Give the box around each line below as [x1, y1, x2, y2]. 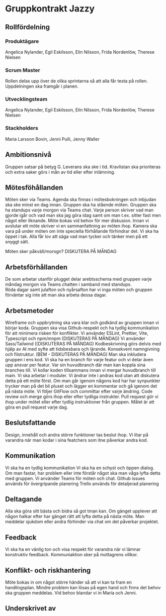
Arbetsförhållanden [5, 263, 68, 271]
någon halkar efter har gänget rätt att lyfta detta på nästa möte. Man [5, 513, 145, 519]
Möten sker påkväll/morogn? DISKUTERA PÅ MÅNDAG [5, 248, 117, 254]
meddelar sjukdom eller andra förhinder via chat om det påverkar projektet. [5, 518, 159, 525]
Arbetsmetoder [5, 307, 54, 315]
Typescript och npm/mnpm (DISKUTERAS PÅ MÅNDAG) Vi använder [5, 335, 146, 341]
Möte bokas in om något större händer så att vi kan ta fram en [5, 579, 132, 585]
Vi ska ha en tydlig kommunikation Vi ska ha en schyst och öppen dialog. [5, 465, 155, 471]
